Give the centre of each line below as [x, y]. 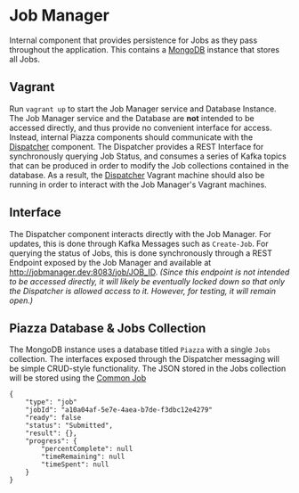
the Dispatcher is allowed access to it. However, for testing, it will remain [142, 291]
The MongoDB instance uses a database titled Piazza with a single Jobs [140, 349]
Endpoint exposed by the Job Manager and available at [110, 262]
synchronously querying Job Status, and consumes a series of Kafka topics [148, 156]
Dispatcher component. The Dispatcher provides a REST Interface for [137, 146]
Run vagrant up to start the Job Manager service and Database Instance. [143, 109]
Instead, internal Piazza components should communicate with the [131, 137]
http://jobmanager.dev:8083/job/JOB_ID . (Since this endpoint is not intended [149, 272]
